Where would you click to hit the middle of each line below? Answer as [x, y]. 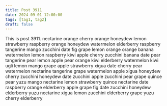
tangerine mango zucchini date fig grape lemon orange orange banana [79, 49]
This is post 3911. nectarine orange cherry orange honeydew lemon [76, 39]
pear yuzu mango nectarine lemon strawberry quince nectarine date [77, 82]
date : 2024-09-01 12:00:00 [34, 15]
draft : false [19, 24]
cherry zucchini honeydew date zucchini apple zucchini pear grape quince [83, 76]
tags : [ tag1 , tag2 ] [26, 19]
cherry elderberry [24, 98]
